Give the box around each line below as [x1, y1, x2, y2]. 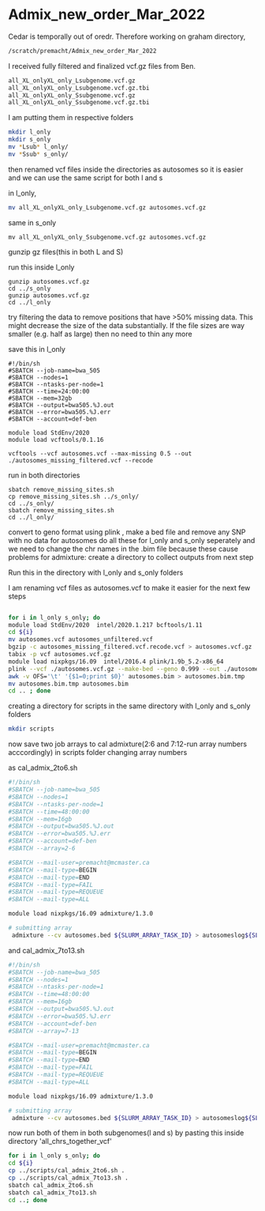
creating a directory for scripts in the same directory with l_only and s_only [8, 701, 251, 711]
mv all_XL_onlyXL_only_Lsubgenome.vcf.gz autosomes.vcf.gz [8, 203, 207, 211]
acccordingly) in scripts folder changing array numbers [8, 748, 188, 757]
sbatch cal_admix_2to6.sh [8, 1181, 93, 1189]
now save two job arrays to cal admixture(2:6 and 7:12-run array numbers [8, 739, 247, 749]
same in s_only [8, 217, 57, 227]
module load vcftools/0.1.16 [8, 436, 104, 443]
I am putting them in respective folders [8, 113, 134, 123]
